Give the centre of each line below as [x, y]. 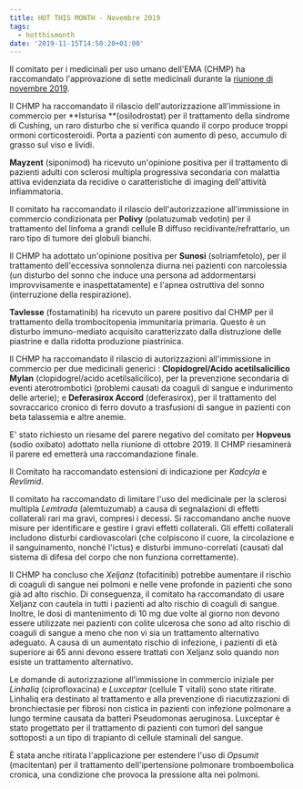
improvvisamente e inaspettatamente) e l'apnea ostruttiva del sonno [137, 285]
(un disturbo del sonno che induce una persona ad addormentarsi [133, 275]
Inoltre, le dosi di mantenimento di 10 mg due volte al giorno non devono [145, 614]
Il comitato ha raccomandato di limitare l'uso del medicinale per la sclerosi [148, 499]
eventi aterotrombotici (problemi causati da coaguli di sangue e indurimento [151, 388]
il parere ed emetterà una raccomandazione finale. [104, 454]
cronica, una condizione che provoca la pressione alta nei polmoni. [135, 774]
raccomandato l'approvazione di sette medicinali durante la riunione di [141, 79]
